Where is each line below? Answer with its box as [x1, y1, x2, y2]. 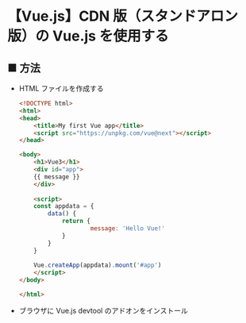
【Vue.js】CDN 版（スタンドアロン [7, 7, 239, 25]
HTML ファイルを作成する [18, 84, 104, 93]
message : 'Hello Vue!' [90, 225, 166, 233]
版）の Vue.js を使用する [7, 27, 169, 45]
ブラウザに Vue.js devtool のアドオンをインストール [18, 306, 188, 315]
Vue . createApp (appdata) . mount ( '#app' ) [33, 261, 162, 270]
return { [61, 217, 90, 225]
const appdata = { [33, 202, 94, 210]
